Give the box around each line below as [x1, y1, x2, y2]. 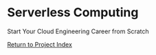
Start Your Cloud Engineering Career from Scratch [7, 27, 149, 35]
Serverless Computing [7, 5, 139, 20]
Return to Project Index [7, 40, 72, 48]
